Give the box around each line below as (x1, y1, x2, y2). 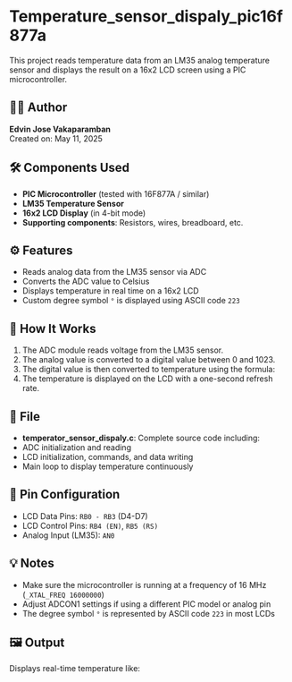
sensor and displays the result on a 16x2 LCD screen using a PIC (9, 64, 246, 75)
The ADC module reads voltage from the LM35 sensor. (21, 345, 224, 355)
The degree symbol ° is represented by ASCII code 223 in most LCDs (21, 608, 275, 618)
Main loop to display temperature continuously (21, 461, 194, 472)
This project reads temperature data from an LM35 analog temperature (9, 55, 271, 65)
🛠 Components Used (9, 160, 130, 175)
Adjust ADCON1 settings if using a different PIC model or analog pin (21, 598, 271, 610)
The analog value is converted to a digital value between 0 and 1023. (21, 354, 276, 365)
